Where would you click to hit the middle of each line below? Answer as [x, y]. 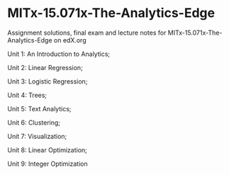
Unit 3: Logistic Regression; [48, 81]
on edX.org [70, 40]
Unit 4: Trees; [27, 95]
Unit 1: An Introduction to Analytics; [59, 54]
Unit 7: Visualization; [37, 136]
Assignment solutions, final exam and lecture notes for [87, 33]
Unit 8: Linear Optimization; [47, 149]
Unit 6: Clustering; [34, 123]
